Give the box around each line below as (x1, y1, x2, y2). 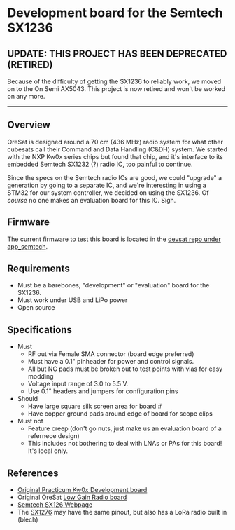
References (7, 467, 59, 479)
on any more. (7, 93, 45, 100)
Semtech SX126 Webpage (17, 501, 93, 509)
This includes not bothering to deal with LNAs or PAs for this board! (27, 440, 222, 448)
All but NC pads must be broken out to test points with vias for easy (27, 365, 223, 373)
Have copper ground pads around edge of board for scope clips (27, 409, 213, 418)
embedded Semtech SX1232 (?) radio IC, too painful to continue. (7, 160, 193, 168)
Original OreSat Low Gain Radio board (17, 493, 127, 502)
